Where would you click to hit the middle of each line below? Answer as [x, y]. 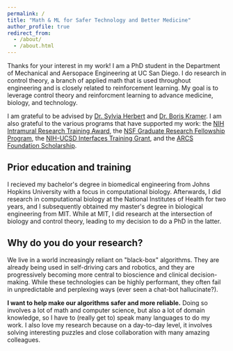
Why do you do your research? [75, 243]
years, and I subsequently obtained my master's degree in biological [105, 206]
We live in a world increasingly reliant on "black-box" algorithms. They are [113, 260]
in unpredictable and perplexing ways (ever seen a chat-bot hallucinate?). [113, 289]
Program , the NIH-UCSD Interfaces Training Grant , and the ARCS [100, 138]
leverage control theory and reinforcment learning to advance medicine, [110, 95]
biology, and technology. [42, 103]
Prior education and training [69, 168]
